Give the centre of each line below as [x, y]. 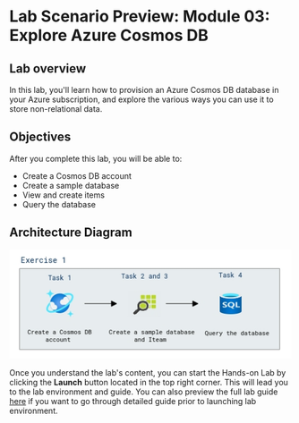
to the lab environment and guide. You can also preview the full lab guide [144, 392]
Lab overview [48, 68]
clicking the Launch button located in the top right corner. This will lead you [149, 383]
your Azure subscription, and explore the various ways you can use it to [142, 99]
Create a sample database [71, 185]
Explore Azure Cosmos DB [109, 35]
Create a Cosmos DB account [77, 175]
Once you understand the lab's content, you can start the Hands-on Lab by [148, 373]
